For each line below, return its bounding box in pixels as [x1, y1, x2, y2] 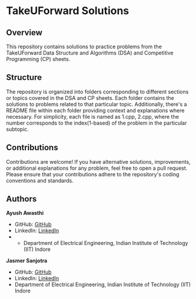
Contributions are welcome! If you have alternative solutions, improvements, [6, 158, 191, 165]
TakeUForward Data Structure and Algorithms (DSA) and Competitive [6, 49, 174, 56]
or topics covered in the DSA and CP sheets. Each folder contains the [6, 94, 175, 101]
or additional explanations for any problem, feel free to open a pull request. [6, 164, 188, 172]
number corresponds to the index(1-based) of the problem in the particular [6, 119, 187, 126]
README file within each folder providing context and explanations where [6, 107, 185, 114]
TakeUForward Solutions [6, 4, 129, 18]
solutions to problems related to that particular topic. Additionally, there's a [6, 100, 187, 107]
